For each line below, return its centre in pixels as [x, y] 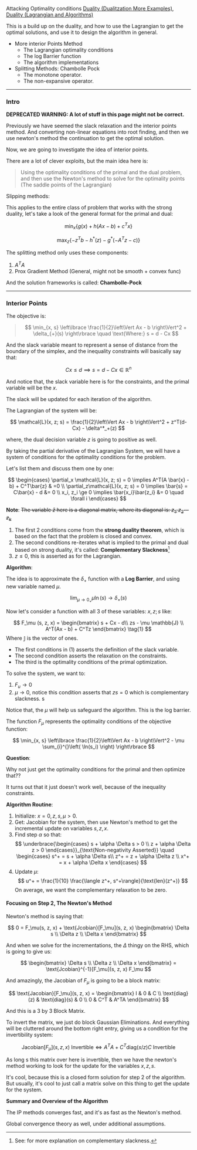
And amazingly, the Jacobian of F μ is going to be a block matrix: [84, 981]
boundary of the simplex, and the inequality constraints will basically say [94, 351]
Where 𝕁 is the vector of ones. [42, 638]
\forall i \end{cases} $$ [98, 498]
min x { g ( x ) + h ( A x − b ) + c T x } [98, 226]
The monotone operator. [53, 75]
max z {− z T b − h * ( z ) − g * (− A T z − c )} [98, 240]
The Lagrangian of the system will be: [52, 411]
